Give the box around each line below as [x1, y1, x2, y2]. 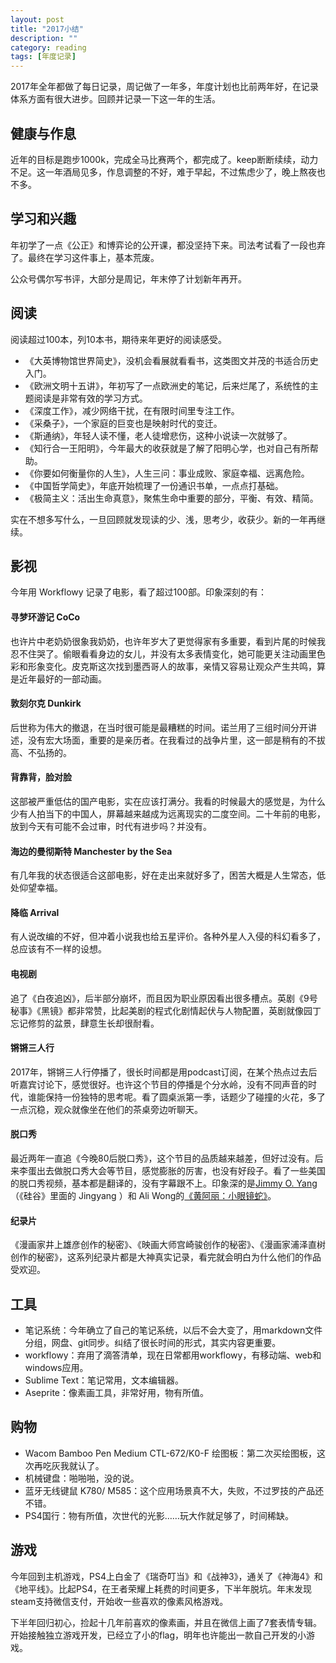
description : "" [10, 33, 78, 43]
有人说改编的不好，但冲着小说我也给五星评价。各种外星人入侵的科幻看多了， [10, 931, 326, 943]
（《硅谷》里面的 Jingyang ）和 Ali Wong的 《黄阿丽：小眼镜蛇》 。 [10, 1190, 277, 1201]
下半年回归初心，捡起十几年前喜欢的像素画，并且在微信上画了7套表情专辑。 [10, 1616, 322, 1628]
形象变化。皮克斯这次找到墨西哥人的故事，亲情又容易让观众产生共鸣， [27, 660, 317, 672]
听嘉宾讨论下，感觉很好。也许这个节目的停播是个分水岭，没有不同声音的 [10, 1078, 308, 1090]
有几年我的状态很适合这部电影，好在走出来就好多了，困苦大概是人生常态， [10, 869, 317, 881]
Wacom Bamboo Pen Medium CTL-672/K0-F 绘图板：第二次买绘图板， [24, 1447, 317, 1459]
